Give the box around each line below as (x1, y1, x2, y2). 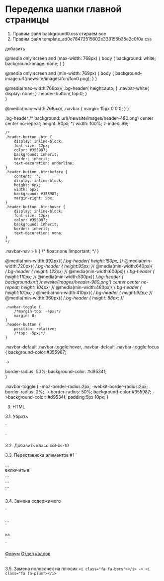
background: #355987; (14, 191, 59, 196)
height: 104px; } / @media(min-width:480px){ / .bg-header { (21, 284, 142, 290)
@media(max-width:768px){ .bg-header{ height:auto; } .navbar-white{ (5, 85, 149, 91)
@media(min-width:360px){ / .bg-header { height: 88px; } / (5, 294, 124, 300)
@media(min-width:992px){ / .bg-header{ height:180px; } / (5, 258, 123, 264)
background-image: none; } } (5, 60, 65, 66)
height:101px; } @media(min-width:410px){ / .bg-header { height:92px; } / (5, 290, 153, 295)
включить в (5, 467, 30, 473)
